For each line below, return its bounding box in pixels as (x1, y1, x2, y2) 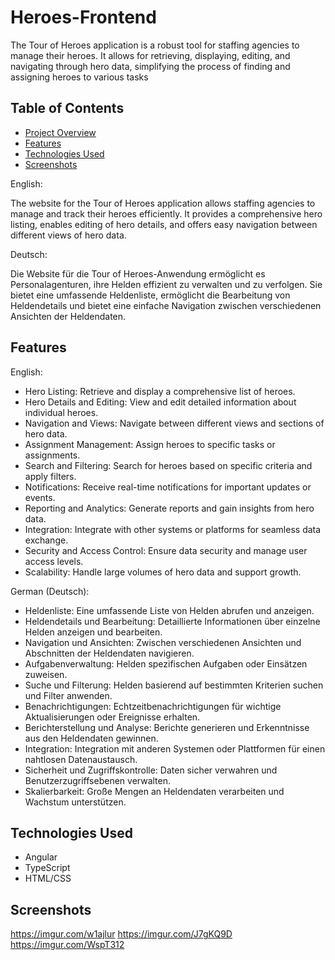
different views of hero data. (10, 229, 127, 241)
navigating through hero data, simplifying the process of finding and (10, 60, 291, 72)
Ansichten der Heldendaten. (10, 310, 127, 322)
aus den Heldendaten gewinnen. (24, 732, 159, 744)
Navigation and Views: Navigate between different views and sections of (24, 417, 325, 429)
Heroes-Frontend (10, 6, 157, 29)
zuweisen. (24, 668, 68, 680)
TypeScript (24, 862, 71, 874)
